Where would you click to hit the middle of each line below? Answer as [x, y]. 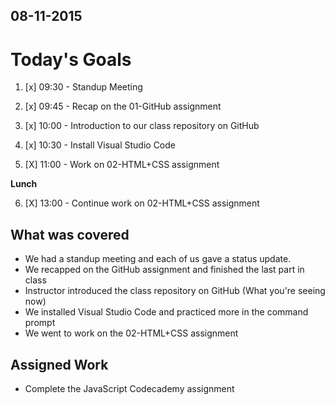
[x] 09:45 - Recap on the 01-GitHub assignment [123, 106]
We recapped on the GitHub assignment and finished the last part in [164, 270]
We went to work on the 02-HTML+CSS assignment [131, 333]
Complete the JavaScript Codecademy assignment [129, 388]
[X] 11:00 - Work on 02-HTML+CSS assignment [122, 165]
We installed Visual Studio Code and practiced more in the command [166, 312]
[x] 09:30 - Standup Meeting [83, 87]
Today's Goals [71, 59]
